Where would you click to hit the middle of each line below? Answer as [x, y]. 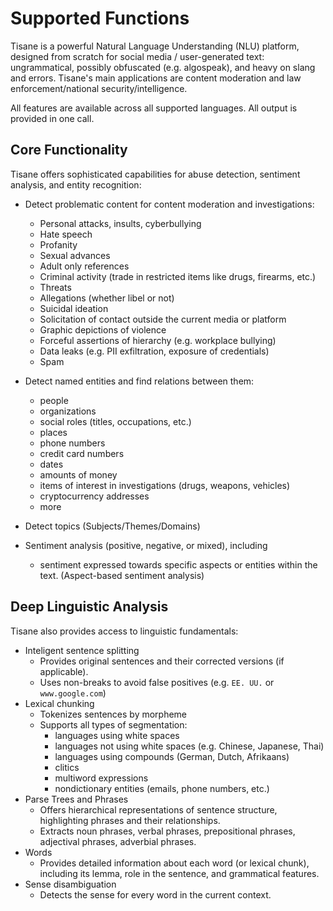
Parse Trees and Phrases [76, 799]
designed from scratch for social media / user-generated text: [137, 56]
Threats [55, 287]
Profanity [58, 244]
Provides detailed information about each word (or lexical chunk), [174, 863]
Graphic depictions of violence [103, 329]
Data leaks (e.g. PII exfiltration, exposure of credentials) [154, 351]
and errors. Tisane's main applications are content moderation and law [156, 78]
